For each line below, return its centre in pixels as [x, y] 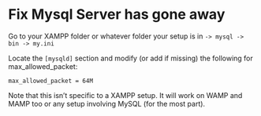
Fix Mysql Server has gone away [117, 14]
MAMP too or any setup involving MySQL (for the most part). [107, 103]
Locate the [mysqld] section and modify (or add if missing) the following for [131, 58]
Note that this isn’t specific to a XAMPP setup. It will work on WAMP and [125, 95]
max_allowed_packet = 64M [50, 81]
